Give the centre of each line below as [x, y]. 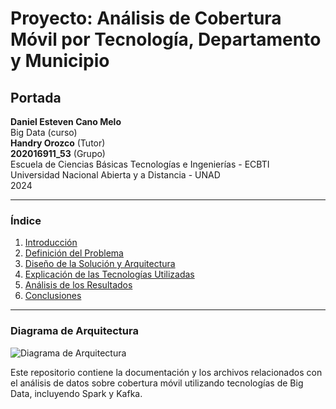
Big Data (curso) [44, 132]
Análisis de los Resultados [78, 285]
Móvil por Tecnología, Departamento [166, 39]
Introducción [51, 243]
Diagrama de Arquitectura [74, 331]
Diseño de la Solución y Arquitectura [100, 264]
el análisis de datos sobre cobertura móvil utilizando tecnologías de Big [157, 383]
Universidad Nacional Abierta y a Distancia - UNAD [115, 175]
